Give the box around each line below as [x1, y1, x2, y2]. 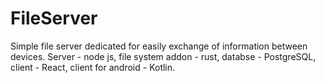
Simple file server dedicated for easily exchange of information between [10, 40, 308, 52]
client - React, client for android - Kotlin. [10, 61, 176, 73]
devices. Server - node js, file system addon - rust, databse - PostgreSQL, [10, 50, 317, 62]
